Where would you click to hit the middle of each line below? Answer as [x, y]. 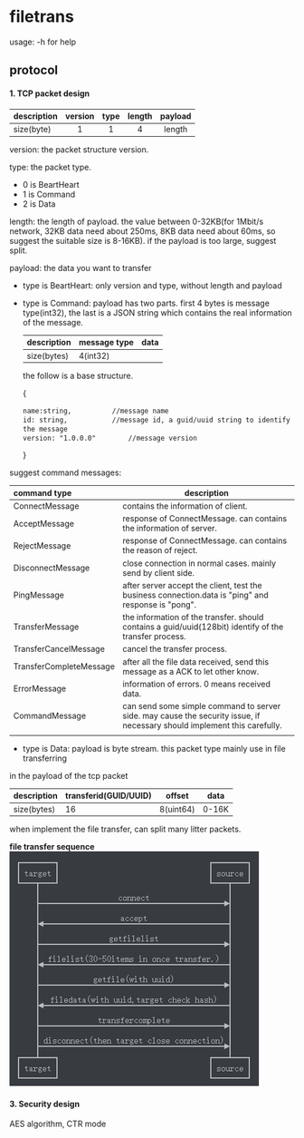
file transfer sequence [52, 847]
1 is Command [48, 194]
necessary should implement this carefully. [202, 725]
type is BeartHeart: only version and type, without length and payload [152, 285]
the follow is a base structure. [78, 376]
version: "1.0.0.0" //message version [109, 438]
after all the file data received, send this [196, 661]
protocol [34, 70]
